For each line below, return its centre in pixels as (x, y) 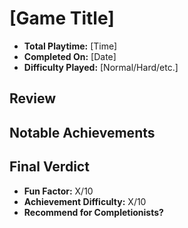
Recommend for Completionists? (93, 212)
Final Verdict (49, 167)
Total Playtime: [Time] (70, 46)
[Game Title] (62, 18)
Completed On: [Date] (70, 56)
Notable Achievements (82, 132)
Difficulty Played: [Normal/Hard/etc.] (101, 67)
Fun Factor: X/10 (58, 191)
